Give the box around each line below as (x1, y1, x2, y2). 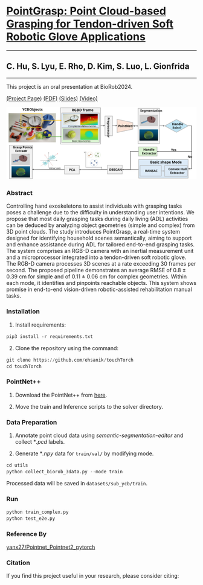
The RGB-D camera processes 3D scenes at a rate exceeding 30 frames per (6, 260, 196, 267)
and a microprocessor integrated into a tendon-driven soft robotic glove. (6, 254, 187, 261)
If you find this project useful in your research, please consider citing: (6, 572, 179, 580)
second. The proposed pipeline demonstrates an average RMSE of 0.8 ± (6, 267, 186, 274)
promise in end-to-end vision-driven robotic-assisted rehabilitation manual (6, 286, 192, 293)
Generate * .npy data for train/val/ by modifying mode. (14, 450, 154, 457)
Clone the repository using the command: (14, 344, 119, 351)
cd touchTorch (6, 363, 42, 369)
